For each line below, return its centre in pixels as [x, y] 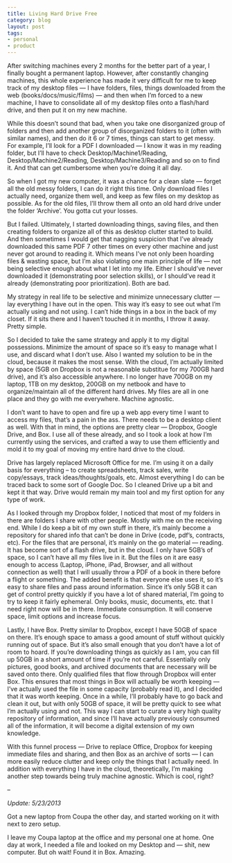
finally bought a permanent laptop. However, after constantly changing [108, 73]
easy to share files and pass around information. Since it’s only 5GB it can [112, 587]
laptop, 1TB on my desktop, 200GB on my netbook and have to [97, 384]
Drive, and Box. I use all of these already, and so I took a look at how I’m [110, 434]
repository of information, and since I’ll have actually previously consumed [113, 718]
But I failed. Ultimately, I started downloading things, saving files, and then [113, 224]
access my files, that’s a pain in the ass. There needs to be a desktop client [114, 420]
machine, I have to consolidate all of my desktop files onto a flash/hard [108, 102]
